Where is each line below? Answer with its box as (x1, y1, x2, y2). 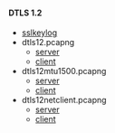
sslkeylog (21, 27, 58, 38)
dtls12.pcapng (21, 37, 75, 48)
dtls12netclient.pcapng (21, 95, 107, 106)
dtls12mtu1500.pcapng (21, 66, 107, 77)
